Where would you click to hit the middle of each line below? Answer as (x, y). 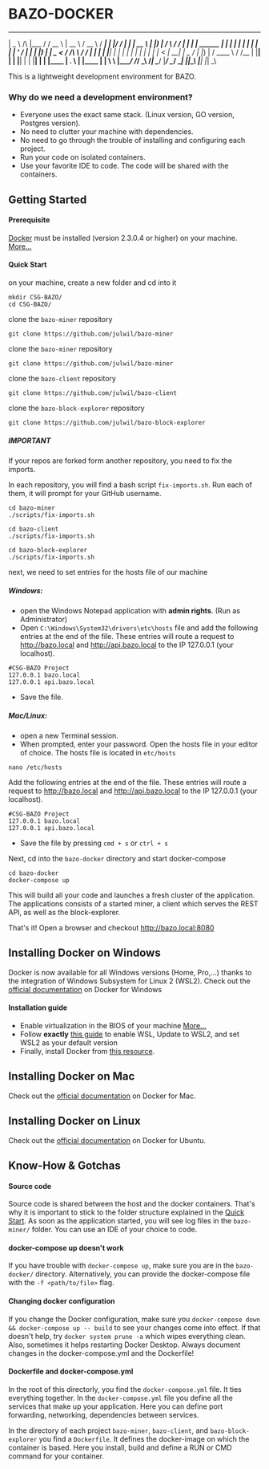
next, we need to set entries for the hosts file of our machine (108, 572)
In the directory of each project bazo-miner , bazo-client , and (108, 1430)
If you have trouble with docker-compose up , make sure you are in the (121, 1266)
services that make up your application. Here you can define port (116, 1406)
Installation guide (38, 1007)
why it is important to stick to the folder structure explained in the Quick (126, 1212)
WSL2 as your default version (69, 1042)
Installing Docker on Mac (72, 1076)
